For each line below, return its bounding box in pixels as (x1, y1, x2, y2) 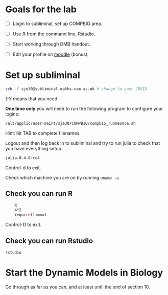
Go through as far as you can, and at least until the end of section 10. (5, 284, 151, 290)
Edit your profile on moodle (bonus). (12, 51, 89, 57)
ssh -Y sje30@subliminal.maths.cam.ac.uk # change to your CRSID (5, 86, 147, 92)
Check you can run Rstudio (5, 236, 93, 245)
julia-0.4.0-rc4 (5, 155, 40, 161)
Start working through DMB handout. (12, 41, 90, 47)
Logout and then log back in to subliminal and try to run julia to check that (5, 140, 160, 146)
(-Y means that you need (5, 96, 58, 102)
